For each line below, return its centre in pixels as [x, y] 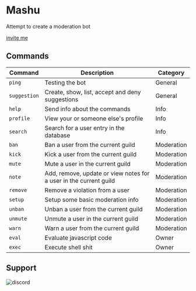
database [57, 135]
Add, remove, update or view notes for [97, 173]
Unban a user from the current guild [94, 209]
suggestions [62, 99]
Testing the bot [65, 83]
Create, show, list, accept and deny [93, 92]
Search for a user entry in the [85, 128]
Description [97, 73]
